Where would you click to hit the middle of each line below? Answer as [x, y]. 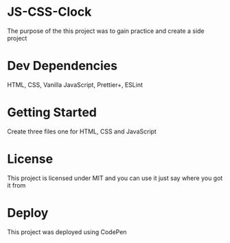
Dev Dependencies [62, 66]
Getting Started [52, 113]
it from [16, 185]
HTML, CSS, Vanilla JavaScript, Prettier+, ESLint [75, 85]
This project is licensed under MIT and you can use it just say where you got [115, 178]
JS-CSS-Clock [49, 12]
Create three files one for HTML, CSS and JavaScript [82, 131]
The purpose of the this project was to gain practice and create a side [106, 31]
